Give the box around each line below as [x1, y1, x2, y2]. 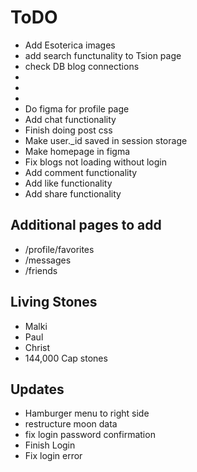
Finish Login [24, 439, 76, 451]
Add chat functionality [24, 113, 117, 125]
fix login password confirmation [24, 429, 156, 441]
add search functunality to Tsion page [24, 49, 182, 61]
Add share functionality [24, 187, 122, 200]
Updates [10, 381, 65, 398]
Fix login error [24, 450, 83, 462]
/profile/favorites [24, 243, 95, 255]
